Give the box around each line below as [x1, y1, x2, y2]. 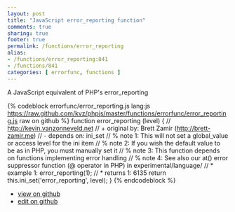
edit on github [17, 197, 58, 205]
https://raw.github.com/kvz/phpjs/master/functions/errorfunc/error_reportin [7, 109, 227, 118]
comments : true [7, 23, 52, 30]
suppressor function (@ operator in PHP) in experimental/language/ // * [7, 161, 214, 169]
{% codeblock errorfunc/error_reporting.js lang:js [7, 101, 151, 110]
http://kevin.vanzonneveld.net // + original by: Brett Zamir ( [7, 124, 177, 132]
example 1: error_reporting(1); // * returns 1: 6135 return [7, 169, 166, 177]
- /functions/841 [7, 62, 58, 69]
